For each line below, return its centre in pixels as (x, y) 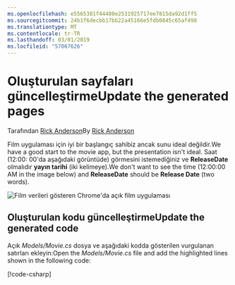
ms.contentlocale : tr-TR (44, 33)
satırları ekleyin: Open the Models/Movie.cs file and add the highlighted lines (117, 253)
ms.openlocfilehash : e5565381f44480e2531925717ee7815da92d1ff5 (102, 14)
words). (18, 182)
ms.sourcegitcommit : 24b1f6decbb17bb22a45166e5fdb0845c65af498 (102, 20)
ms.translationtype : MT (42, 27)
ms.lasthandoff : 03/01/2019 (49, 40)
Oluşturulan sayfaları (71, 81)
